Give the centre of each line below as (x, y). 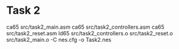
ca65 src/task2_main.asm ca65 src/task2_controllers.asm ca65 (86, 27)
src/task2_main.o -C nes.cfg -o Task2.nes (59, 39)
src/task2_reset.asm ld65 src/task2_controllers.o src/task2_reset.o (89, 33)
